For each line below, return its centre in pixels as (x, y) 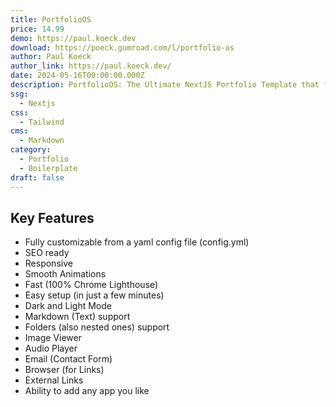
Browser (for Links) (64, 370)
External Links (54, 380)
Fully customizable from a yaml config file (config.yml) (137, 242)
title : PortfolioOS (51, 19)
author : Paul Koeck (51, 57)
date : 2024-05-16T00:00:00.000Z (77, 76)
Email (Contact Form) (68, 359)
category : (31, 150)
